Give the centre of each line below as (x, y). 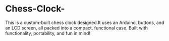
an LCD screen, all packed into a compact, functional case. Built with (76, 27)
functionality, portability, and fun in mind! (48, 33)
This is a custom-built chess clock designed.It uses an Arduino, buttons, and (85, 22)
